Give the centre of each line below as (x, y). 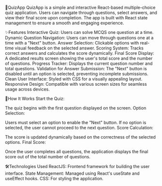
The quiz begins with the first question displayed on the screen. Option (76, 108)
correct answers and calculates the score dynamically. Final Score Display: (80, 53)
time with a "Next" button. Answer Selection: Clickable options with (72, 43)
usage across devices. (27, 89)
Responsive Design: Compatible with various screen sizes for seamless (76, 84)
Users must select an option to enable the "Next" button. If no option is (76, 123)
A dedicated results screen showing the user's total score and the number (79, 58)
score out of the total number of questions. (48, 157)
